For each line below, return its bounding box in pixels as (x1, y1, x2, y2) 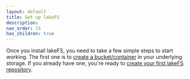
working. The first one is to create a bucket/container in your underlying (6, 53, 182, 61)
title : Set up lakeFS (6, 14, 60, 20)
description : (6, 20, 39, 26)
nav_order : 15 (6, 25, 42, 31)
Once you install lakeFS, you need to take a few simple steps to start (6, 47, 173, 54)
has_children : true (6, 31, 55, 37)
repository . (6, 66, 33, 73)
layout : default (6, 8, 46, 15)
